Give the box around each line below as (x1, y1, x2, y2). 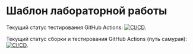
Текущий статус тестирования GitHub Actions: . (6, 24, 147, 31)
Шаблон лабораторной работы (6, 4, 167, 18)
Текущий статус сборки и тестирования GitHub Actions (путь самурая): (6, 35, 187, 42)
